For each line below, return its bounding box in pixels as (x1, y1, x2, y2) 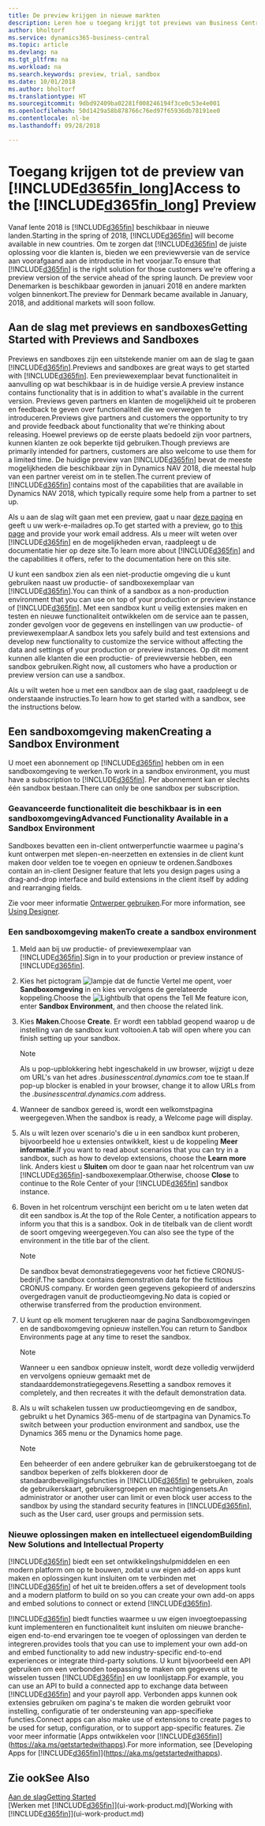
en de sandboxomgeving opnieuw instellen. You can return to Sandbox (19, 1324, 248, 1333)
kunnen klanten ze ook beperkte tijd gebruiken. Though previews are (8, 438, 230, 447)
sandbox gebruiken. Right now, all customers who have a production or (8, 661, 237, 671)
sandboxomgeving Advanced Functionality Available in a (8, 813, 229, 824)
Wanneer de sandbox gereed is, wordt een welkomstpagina (19, 1104, 214, 1114)
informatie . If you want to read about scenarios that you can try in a (19, 1144, 239, 1154)
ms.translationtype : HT (8, 92, 87, 100)
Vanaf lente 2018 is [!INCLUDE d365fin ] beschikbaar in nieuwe (8, 222, 210, 231)
